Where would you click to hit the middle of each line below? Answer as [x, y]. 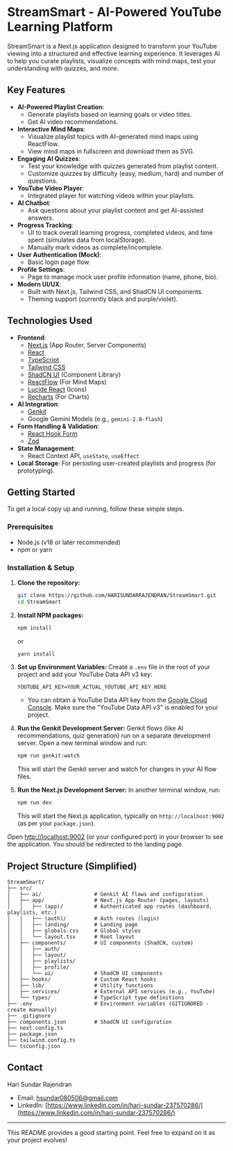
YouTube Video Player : [51, 188]
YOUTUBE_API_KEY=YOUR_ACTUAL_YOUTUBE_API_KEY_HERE [92, 687]
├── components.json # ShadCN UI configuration [89, 1022]
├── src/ [20, 888]
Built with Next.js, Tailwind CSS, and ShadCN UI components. [115, 291]
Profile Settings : [41, 269]
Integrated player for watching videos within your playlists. [111, 195]
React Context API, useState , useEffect [84, 455]
